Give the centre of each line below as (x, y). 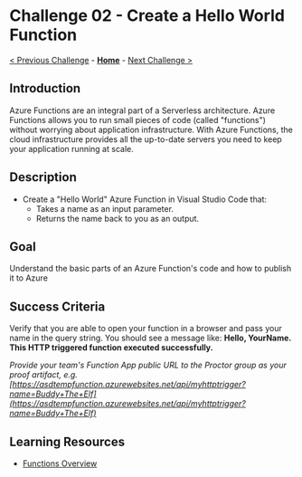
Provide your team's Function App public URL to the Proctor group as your (148, 365)
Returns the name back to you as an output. (118, 218)
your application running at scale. (71, 148)
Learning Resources (67, 441)
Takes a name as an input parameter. (105, 208)
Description (43, 177)
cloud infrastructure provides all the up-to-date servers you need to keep (146, 139)
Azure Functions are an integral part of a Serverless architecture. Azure (142, 110)
